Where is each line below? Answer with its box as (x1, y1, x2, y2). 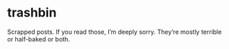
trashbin (7, 5, 57, 21)
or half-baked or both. (7, 35, 71, 43)
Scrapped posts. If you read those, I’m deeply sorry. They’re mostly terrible (7, 28, 222, 36)
